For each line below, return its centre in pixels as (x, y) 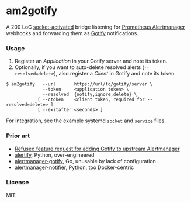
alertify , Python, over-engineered (54, 155)
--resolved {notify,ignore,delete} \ (90, 95)
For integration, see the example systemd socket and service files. (86, 121)
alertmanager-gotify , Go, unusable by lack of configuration (85, 161)
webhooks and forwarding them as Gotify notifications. (72, 33)
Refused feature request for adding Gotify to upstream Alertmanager (97, 149)
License (18, 183)
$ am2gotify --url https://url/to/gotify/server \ (79, 84)
